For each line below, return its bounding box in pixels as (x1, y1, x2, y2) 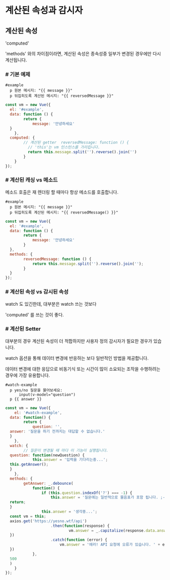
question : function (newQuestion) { (10, 452, 85, 458)
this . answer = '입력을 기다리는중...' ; (32, 457, 108, 462)
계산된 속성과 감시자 (5, 5, 83, 16)
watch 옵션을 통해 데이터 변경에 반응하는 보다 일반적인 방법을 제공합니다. (5, 355, 149, 361)
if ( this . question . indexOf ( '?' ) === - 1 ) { (41, 490, 133, 495)
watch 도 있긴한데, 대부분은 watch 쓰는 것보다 (5, 301, 97, 307)
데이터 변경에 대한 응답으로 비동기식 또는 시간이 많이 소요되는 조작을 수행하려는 (5, 366, 161, 372)
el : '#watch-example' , (14, 410, 62, 415)
